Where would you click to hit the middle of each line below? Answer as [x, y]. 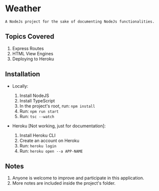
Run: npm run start [39, 111]
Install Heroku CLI [38, 135]
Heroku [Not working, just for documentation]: [59, 126]
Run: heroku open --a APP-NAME [51, 151]
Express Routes [28, 48]
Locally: [20, 86]
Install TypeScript [37, 100]
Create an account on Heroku [49, 141]
